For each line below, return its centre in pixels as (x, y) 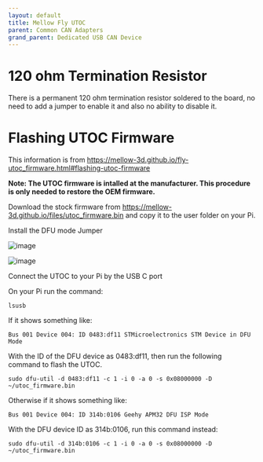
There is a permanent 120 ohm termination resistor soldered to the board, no (132, 98)
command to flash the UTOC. (55, 365)
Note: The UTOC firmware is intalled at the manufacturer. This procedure (130, 183)
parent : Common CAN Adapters (56, 30)
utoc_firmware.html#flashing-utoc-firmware (79, 168)
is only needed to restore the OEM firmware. (82, 192)
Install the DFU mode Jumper (56, 231)
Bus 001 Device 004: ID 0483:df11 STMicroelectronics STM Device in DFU (130, 335)
